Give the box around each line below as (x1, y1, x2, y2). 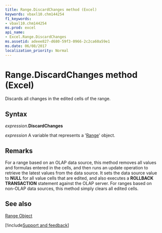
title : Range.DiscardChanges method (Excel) (5, 7, 97, 12)
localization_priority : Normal (5, 48, 69, 53)
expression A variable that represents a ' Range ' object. (5, 133, 116, 139)
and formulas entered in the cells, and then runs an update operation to (5, 165, 148, 171)
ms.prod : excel (5, 25, 36, 30)
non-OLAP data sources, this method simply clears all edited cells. (5, 186, 139, 191)
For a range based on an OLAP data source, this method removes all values (5, 160, 157, 165)
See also (5, 200, 32, 208)
